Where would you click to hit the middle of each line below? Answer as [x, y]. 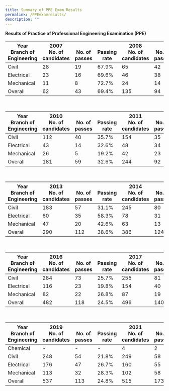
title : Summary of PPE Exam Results [44, 10]
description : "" [22, 19]
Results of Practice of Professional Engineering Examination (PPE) [76, 34]
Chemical [19, 348]
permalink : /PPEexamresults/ [36, 15]
